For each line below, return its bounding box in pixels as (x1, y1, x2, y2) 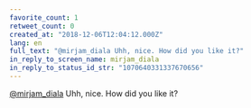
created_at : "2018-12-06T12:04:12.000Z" (9, 30, 164, 39)
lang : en (9, 38, 42, 48)
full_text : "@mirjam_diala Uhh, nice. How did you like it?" (9, 47, 245, 56)
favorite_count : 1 (9, 13, 79, 22)
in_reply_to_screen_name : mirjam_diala (9, 55, 160, 64)
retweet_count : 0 (9, 22, 75, 31)
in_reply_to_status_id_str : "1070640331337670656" (9, 64, 204, 73)
